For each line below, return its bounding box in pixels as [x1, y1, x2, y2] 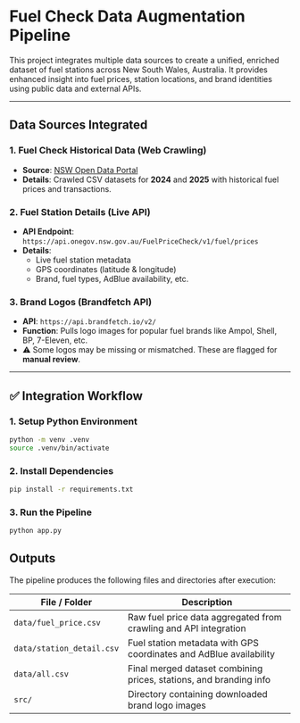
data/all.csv [13, 669, 70, 679]
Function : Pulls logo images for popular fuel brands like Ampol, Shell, [21, 326, 278, 337]
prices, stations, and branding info [128, 673, 271, 686]
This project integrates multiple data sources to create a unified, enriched [9, 54, 279, 65]
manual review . [21, 354, 81, 365]
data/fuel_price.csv [13, 618, 101, 627]
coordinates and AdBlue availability [128, 647, 275, 660]
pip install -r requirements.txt [9, 485, 134, 494]
